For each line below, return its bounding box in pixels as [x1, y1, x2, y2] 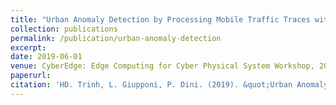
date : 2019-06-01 [10, 52, 83, 62]
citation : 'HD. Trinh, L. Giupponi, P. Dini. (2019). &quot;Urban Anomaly [10, 80, 329, 90]
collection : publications [10, 24, 118, 34]
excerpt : [10, 42, 47, 53]
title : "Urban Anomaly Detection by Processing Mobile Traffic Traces [10, 14, 311, 25]
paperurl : [10, 71, 52, 81]
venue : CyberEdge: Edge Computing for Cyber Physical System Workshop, [10, 61, 315, 71]
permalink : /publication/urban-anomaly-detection [10, 33, 222, 43]
